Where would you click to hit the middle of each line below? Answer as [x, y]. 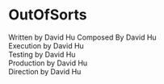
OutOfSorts [48, 15]
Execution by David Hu [46, 45]
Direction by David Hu [45, 71]
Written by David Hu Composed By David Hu [82, 37]
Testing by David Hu [42, 54]
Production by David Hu [48, 63]
